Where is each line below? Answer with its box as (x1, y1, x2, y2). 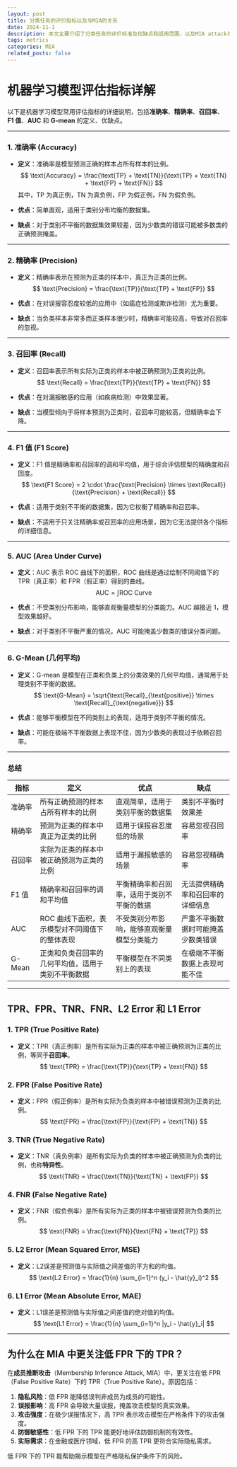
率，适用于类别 (115, 889, 166, 899)
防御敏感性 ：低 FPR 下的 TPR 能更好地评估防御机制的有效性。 (17, 1427, 197, 1436)
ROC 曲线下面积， (39, 913, 100, 923)
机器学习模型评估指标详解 (7, 83, 157, 99)
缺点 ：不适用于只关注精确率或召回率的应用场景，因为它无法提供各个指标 (17, 518, 228, 526)
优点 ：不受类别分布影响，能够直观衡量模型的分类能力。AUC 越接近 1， (17, 603, 223, 612)
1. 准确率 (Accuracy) (7, 142, 78, 152)
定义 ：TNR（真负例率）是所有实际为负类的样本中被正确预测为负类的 (17, 1152, 217, 1160)
